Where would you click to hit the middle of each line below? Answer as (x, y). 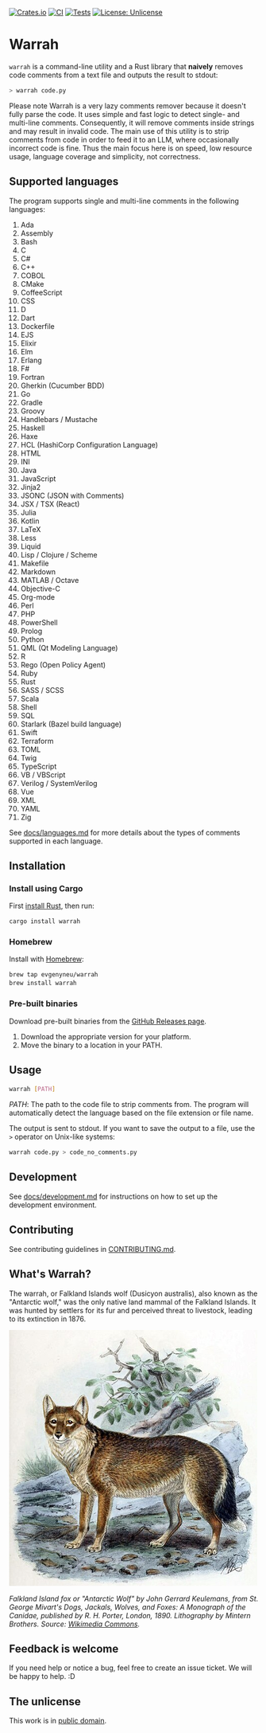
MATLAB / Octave (50, 580)
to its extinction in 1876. (48, 1319)
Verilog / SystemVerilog (59, 783)
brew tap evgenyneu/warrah (54, 975)
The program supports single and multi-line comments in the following (124, 201)
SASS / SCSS (42, 690)
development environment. (53, 1205)
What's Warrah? (50, 1274)
